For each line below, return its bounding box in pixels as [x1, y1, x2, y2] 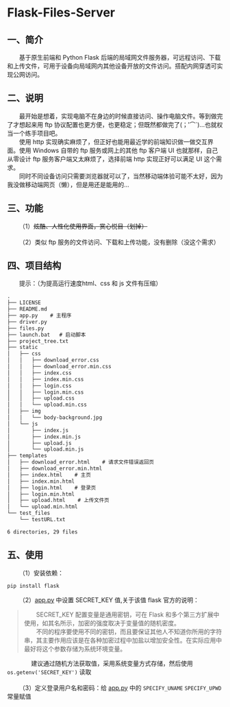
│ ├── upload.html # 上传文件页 [7, 497, 110, 504]
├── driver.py [7, 318, 48, 325]
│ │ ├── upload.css [7, 395, 75, 402]
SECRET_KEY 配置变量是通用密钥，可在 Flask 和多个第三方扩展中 [36, 610, 220, 619]
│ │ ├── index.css [7, 369, 72, 376]
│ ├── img [7, 408, 41, 415]
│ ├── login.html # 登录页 [7, 484, 97, 491]
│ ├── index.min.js [7, 433, 81, 440]
